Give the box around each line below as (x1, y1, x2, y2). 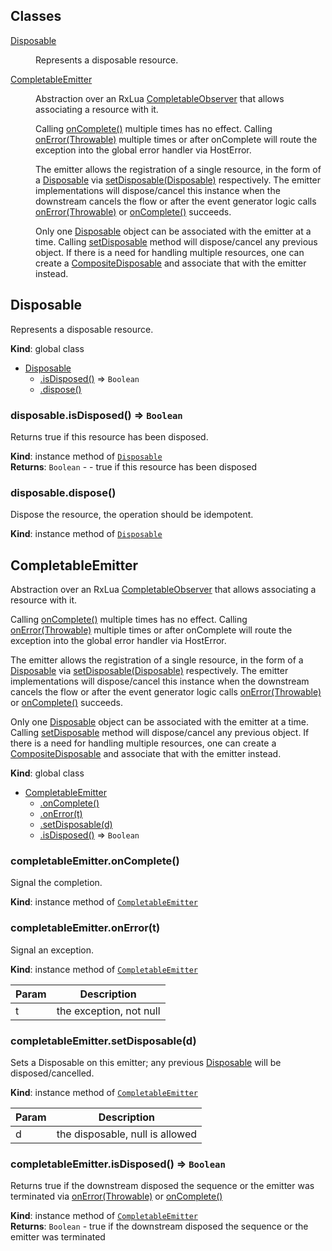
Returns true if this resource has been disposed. (10, 430, 209, 443)
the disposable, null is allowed (56, 1127, 198, 1141)
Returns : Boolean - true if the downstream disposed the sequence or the (10, 1220, 309, 1233)
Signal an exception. (10, 944, 95, 956)
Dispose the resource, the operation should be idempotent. (10, 509, 254, 521)
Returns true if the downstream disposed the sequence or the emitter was (10, 1180, 315, 1192)
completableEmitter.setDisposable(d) (10, 1034, 197, 1048)
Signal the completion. (10, 877, 103, 889)
